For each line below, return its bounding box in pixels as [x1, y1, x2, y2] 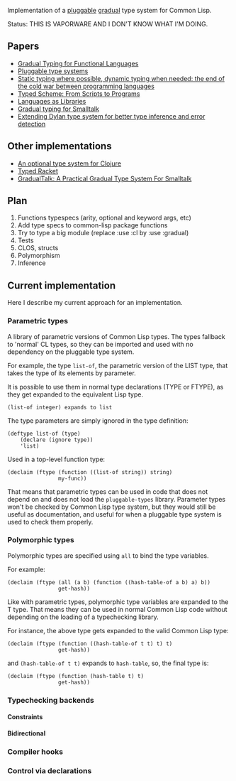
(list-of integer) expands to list [7, 404, 113, 411]
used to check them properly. [7, 517, 94, 526]
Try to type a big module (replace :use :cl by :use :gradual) [17, 229, 189, 237]
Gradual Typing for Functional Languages [17, 59, 139, 68]
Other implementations [7, 140, 112, 152]
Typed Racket [17, 166, 58, 175]
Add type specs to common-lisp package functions [17, 221, 168, 230]
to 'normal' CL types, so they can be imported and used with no [7, 340, 193, 348]
